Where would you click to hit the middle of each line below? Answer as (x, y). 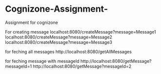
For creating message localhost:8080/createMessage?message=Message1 (80, 32)
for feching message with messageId (42, 61)
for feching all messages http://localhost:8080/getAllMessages (68, 52)
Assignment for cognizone (32, 22)
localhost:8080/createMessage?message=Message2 (59, 37)
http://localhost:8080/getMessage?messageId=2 (82, 66)
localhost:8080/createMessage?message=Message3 (59, 42)
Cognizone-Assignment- (57, 9)
